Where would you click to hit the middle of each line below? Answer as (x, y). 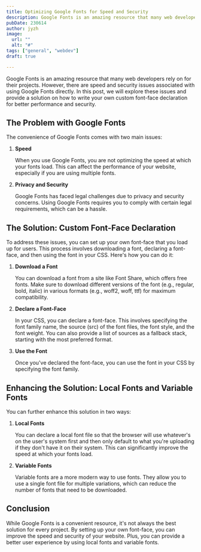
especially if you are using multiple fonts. (66, 173)
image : (14, 34)
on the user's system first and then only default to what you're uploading (104, 441)
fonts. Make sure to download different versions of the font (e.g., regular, (104, 284)
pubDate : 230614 (26, 23)
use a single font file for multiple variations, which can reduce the (95, 484)
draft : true (21, 56)
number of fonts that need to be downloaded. (71, 490)
